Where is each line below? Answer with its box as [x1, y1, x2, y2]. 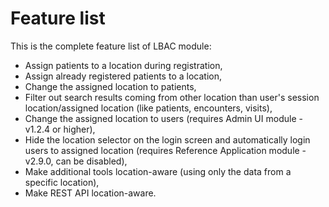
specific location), [24, 176, 100, 188]
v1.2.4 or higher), [24, 123, 96, 135]
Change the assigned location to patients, [24, 80, 197, 92]
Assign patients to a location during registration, [24, 59, 223, 71]
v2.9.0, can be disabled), [24, 155, 128, 167]
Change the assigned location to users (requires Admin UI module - [24, 112, 303, 124]
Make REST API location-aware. [24, 187, 157, 199]
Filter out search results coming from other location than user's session [24, 91, 320, 103]
